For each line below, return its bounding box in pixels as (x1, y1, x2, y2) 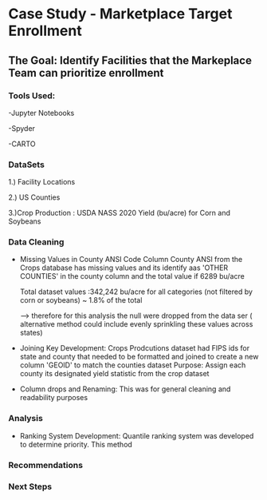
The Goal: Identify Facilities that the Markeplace (8, 54, 253, 67)
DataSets (8, 159, 45, 170)
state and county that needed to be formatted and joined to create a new (19, 352, 259, 362)
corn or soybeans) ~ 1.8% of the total (19, 296, 143, 305)
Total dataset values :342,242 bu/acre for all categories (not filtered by (19, 287, 253, 296)
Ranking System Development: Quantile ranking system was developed (19, 431, 254, 440)
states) (19, 328, 43, 338)
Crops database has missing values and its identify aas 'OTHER (19, 263, 229, 272)
